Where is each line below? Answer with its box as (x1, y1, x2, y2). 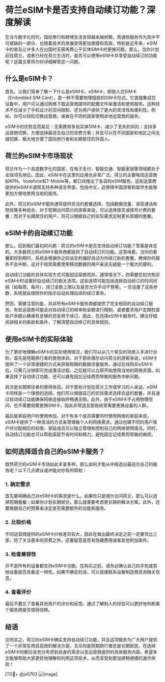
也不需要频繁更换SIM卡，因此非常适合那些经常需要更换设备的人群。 (13, 402, 151, 409)
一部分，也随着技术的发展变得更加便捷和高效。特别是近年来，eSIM (22, 40, 158, 46)
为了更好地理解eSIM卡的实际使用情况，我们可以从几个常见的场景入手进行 (5, 349, 153, 355)
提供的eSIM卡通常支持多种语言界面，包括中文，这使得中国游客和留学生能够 (5, 184, 158, 190)
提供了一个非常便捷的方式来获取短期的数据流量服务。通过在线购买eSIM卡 (5, 361, 153, 367)
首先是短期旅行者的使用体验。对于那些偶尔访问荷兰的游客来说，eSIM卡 (13, 355, 158, 361)
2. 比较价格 (5, 519, 31, 526)
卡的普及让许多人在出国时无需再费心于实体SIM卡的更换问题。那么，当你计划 (5, 46, 160, 52)
